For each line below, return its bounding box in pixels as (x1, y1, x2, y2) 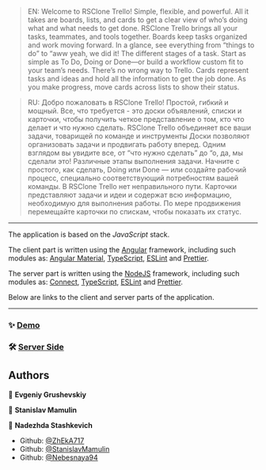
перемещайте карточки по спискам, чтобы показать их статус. (27, 207, 242, 216)
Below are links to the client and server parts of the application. (8, 293, 215, 301)
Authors (8, 369, 50, 382)
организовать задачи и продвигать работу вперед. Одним (27, 140, 226, 149)
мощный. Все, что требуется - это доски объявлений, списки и (27, 106, 242, 116)
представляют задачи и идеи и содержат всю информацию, (27, 190, 232, 199)
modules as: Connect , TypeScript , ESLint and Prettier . (8, 277, 184, 286)
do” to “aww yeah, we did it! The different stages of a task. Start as (27, 49, 247, 58)
